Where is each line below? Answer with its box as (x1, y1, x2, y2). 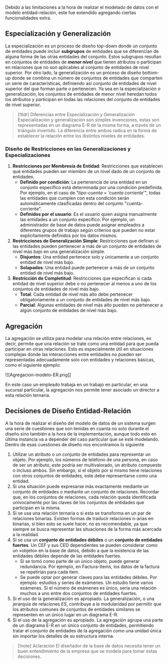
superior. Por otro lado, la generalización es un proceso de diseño (5, 69, 141, 75)
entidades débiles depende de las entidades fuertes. (12, 553, 121, 559)
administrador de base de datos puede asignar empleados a (20, 222, 144, 228)
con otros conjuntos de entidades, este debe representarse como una (12, 472, 157, 478)
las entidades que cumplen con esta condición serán (20, 195, 129, 201)
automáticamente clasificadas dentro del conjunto (20, 201, 124, 207)
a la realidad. (12, 531, 39, 537)
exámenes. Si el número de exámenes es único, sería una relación (20, 585, 157, 591)
